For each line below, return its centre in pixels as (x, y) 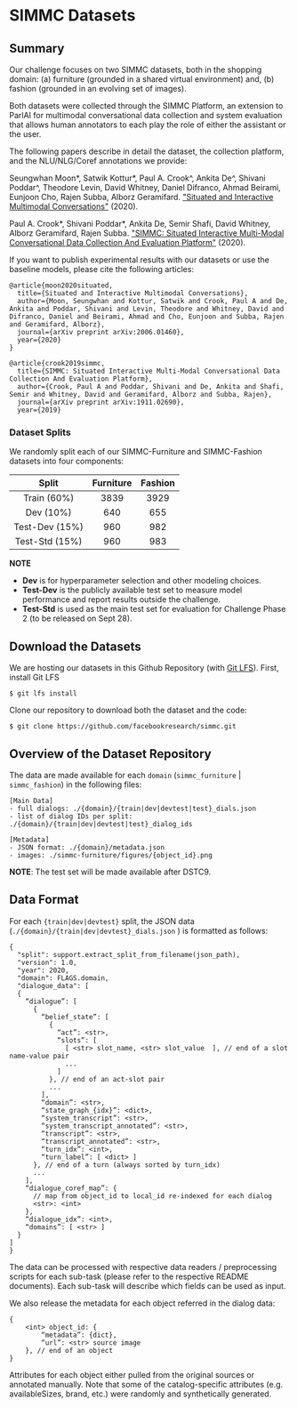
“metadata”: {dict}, (79, 1335)
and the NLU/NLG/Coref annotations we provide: (98, 161)
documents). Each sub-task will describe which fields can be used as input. (148, 1285)
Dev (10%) (49, 512)
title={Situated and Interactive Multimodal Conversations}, (133, 294)
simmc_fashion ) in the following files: (76, 784)
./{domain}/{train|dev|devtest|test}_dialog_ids (101, 824)
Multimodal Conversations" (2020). (74, 206)
